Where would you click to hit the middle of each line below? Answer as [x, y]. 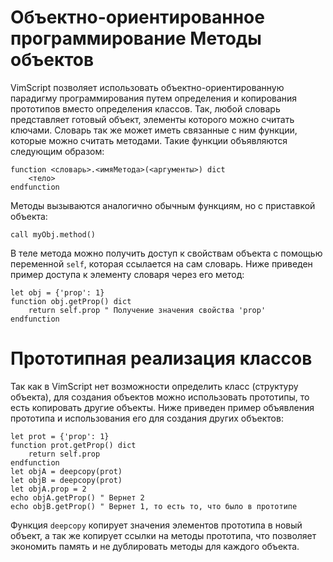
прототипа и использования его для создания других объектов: [147, 418]
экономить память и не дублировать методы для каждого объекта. [155, 546]
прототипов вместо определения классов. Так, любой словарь [145, 108]
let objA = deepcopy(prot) [66, 471]
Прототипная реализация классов [161, 358]
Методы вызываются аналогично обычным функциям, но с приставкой [163, 205]
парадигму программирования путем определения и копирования [154, 98]
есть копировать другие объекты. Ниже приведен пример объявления [162, 407]
